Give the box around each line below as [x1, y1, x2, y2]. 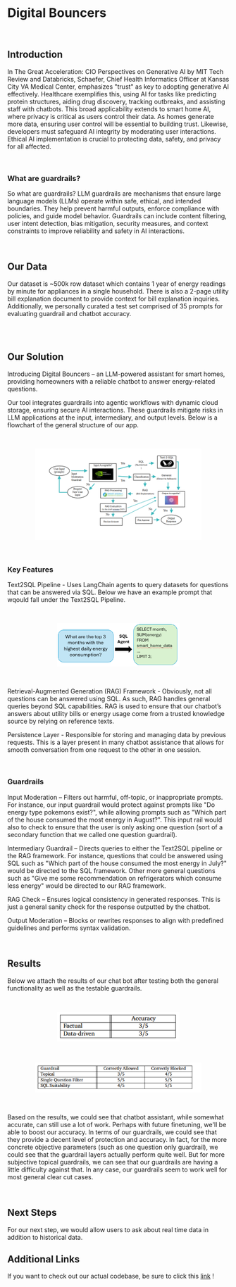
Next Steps [7, 1207, 57, 1219]
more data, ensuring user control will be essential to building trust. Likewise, [7, 120, 228, 128]
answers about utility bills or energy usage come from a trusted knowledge [7, 710, 225, 718]
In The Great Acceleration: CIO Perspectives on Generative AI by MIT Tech [7, 67, 224, 75]
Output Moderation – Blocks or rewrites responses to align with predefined [7, 916, 224, 924]
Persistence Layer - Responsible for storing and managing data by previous [7, 731, 227, 739]
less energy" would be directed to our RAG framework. [7, 881, 167, 890]
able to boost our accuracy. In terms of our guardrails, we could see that [7, 1128, 217, 1136]
